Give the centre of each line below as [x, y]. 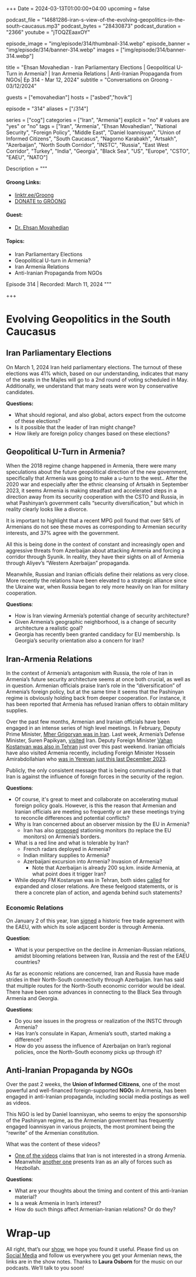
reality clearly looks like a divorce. [47, 509]
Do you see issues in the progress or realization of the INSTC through [98, 1021]
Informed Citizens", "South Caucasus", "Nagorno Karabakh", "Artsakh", [92, 139]
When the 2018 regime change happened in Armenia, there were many [91, 466]
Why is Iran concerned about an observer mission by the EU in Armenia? [102, 824]
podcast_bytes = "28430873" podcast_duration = [121, 26]
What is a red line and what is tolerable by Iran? [72, 843]
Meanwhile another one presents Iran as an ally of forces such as [93, 1162]
